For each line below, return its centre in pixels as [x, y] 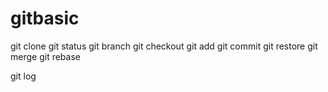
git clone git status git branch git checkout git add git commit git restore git [164, 46]
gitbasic [45, 18]
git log [23, 76]
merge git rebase [45, 56]
